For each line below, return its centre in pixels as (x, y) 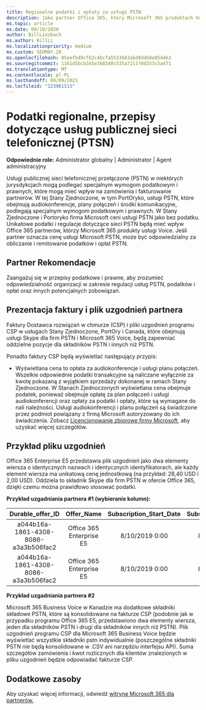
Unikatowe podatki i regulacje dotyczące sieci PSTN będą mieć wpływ (95, 224)
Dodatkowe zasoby (44, 679)
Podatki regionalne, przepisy (81, 117)
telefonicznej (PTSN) (60, 143)
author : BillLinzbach (34, 35)
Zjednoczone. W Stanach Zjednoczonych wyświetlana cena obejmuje (103, 388)
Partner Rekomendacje (51, 263)
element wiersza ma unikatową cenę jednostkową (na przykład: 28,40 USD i (103, 474)
